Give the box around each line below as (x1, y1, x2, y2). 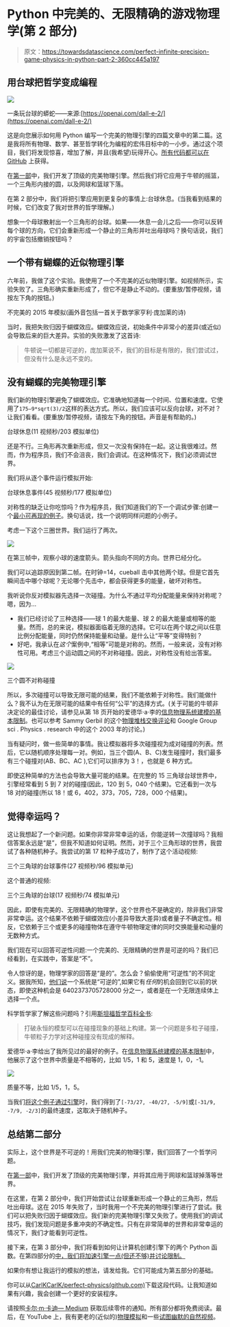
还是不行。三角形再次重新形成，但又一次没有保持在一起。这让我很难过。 (7, 442, 211, 450)
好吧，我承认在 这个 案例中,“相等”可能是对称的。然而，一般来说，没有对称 (16, 640, 222, 648)
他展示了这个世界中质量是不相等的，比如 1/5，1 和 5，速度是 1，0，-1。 (7, 1056, 207, 1064)
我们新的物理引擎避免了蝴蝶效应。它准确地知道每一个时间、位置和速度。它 (7, 396, 217, 404)
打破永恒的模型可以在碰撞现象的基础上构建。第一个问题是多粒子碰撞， (23, 1024, 222, 1033)
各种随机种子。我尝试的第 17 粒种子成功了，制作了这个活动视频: (18, 847, 199, 856)
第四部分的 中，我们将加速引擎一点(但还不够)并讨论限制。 (25, 1252, 186, 1260)
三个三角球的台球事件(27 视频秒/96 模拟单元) (7, 862, 133, 870)
